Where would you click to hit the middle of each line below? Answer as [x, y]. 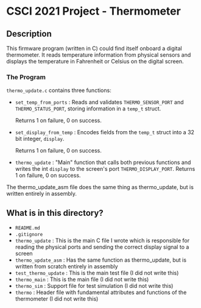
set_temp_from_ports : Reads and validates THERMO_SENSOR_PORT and [99, 102]
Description [29, 34]
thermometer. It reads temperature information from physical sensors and [99, 55]
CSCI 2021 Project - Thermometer [93, 11]
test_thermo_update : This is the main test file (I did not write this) [97, 273]
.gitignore [29, 235]
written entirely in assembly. [42, 194]
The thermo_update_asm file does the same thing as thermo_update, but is [100, 187]
